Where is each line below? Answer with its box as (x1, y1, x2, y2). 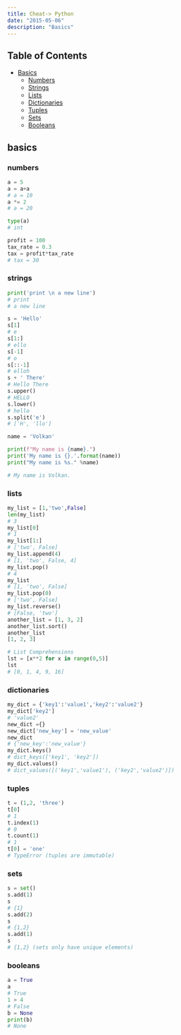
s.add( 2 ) (7, 911, 33, 918)
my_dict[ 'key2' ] (7, 708, 55, 715)
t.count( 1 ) (7, 832, 39, 839)
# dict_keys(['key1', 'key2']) (7, 754, 99, 761)
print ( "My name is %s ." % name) (7, 459, 99, 466)
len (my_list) (7, 511, 46, 518)
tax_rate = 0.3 (7, 243, 52, 251)
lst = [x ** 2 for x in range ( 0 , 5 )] (7, 655, 109, 663)
